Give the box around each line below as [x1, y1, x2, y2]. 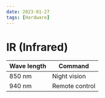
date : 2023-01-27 [6, 8, 50, 15]
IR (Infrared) [6, 40, 68, 54]
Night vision [52, 72, 86, 81]
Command [58, 62, 89, 70]
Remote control [52, 82, 95, 90]
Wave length [9, 62, 46, 70]
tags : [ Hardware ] [6, 14, 50, 20]
